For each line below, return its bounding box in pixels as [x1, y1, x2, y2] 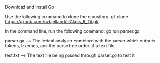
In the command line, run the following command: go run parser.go [5, 28, 140, 34]
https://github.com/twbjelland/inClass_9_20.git [5, 19, 99, 24]
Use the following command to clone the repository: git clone [5, 14, 128, 19]
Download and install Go [5, 4, 55, 10]
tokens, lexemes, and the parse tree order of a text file [5, 43, 114, 48]
